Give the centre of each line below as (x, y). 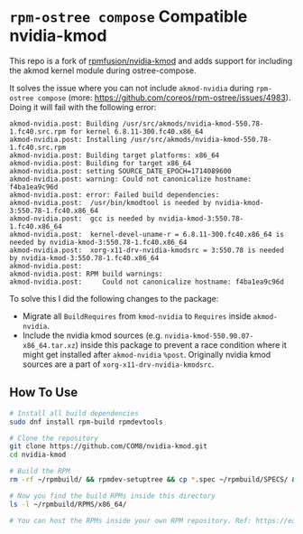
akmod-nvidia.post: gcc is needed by (82, 219)
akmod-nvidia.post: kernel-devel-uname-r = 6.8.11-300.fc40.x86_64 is (147, 234)
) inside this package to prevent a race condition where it (181, 344)
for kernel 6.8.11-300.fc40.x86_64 (137, 131)
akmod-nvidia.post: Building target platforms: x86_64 (115, 155)
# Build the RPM (40, 472)
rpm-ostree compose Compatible (129, 17)
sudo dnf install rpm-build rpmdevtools (87, 422)
